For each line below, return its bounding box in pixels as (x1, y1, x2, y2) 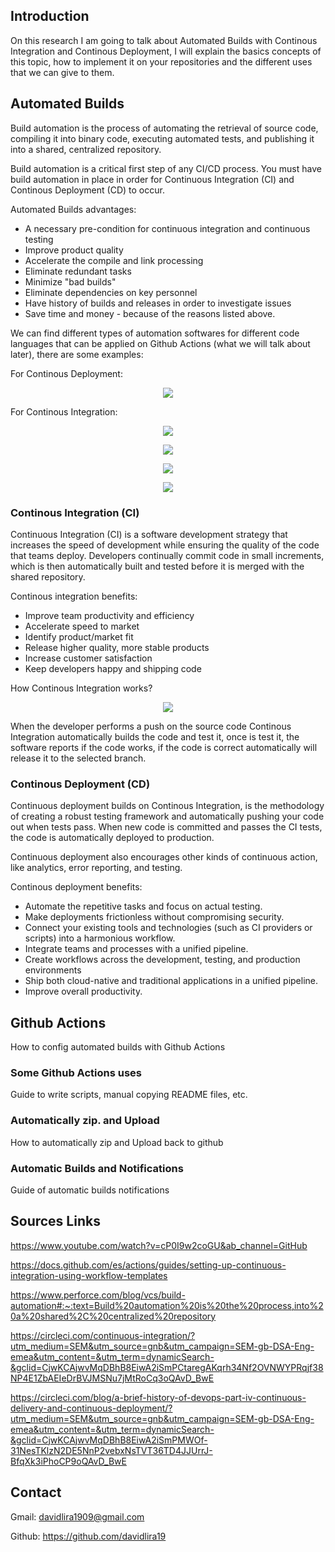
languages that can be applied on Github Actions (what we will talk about (10, 337, 311, 349)
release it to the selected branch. (10, 752, 147, 764)
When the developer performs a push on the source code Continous (10, 720, 292, 732)
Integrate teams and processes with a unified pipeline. (24, 943, 249, 955)
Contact (10, 1484, 62, 1501)
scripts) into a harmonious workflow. (24, 932, 176, 944)
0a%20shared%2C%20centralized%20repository (10, 1310, 217, 1322)
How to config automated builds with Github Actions (10, 1041, 226, 1053)
